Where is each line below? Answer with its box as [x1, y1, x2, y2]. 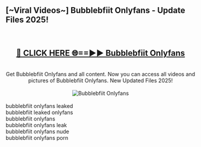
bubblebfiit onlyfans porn [5, 134, 69, 141]
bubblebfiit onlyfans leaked [5, 102, 73, 109]
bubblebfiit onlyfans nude [5, 128, 70, 135]
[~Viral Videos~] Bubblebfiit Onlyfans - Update [5, 5, 185, 16]
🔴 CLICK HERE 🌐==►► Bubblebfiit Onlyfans [16, 48, 185, 58]
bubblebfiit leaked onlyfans [5, 109, 73, 116]
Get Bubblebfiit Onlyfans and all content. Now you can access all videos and [5, 70, 196, 77]
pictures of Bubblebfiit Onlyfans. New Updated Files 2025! [28, 77, 173, 84]
